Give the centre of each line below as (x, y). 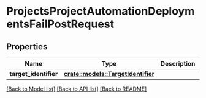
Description (178, 64)
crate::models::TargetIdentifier (109, 74)
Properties (27, 47)
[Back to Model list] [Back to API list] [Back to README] (77, 89)
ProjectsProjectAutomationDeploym (101, 11)
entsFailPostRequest (60, 24)
